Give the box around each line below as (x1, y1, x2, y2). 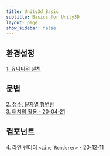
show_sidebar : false (6, 25, 57, 31)
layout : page (6, 19, 38, 25)
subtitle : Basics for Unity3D (6, 14, 80, 20)
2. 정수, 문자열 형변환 (6, 101, 54, 108)
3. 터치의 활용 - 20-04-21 (6, 108, 66, 115)
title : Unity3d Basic (6, 8, 59, 15)
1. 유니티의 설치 (6, 65, 41, 72)
